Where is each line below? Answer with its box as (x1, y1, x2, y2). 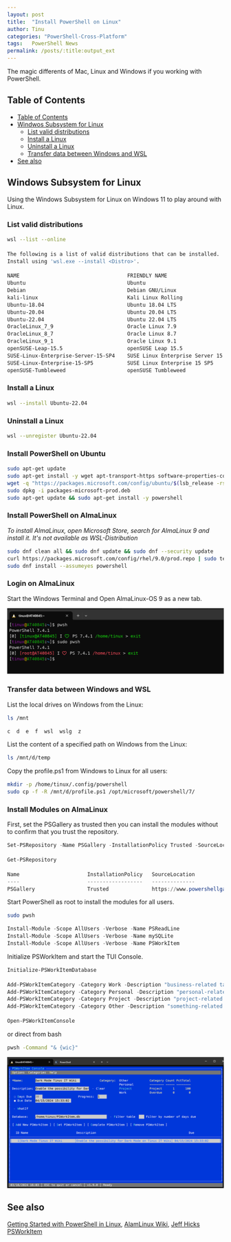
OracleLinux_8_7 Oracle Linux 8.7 (7, 331, 177, 338)
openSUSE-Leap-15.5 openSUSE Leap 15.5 (7, 345, 184, 352)
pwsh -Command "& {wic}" (7, 1044, 78, 1051)
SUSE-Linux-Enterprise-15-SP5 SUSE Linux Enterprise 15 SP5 (7, 359, 214, 367)
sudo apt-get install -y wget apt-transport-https (7, 473, 155, 480)
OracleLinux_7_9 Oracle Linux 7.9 (7, 323, 177, 330)
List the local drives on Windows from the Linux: (7, 700, 144, 709)
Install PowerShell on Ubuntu (7, 449, 106, 458)
